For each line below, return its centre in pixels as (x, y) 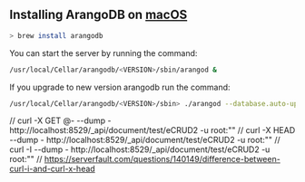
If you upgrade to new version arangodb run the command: (120, 87)
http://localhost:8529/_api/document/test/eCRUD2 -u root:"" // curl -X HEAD (152, 130)
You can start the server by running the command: (103, 53)
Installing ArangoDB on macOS (98, 15)
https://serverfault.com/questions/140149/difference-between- (162, 159)
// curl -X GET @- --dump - (60, 120)
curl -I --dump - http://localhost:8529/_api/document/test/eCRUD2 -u (140, 149)
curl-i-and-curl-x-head (52, 169)
